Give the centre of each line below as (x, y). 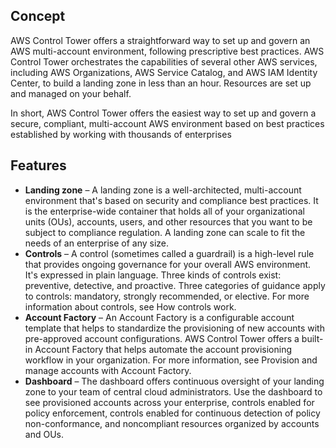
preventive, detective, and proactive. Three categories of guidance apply (175, 285)
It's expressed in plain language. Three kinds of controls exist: (153, 275)
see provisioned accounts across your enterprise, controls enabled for (169, 402)
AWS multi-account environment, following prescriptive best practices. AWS (167, 51)
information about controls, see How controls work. (130, 306)
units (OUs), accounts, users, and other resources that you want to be (168, 221)
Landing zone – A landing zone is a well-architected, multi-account (163, 190)
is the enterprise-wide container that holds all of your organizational (164, 211)
